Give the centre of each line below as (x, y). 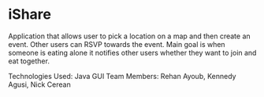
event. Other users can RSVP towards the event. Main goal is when (117, 44)
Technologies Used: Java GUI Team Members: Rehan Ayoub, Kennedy (122, 76)
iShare (30, 14)
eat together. (29, 61)
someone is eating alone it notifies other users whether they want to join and (132, 52)
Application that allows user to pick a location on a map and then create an (129, 36)
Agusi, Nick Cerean (39, 84)
